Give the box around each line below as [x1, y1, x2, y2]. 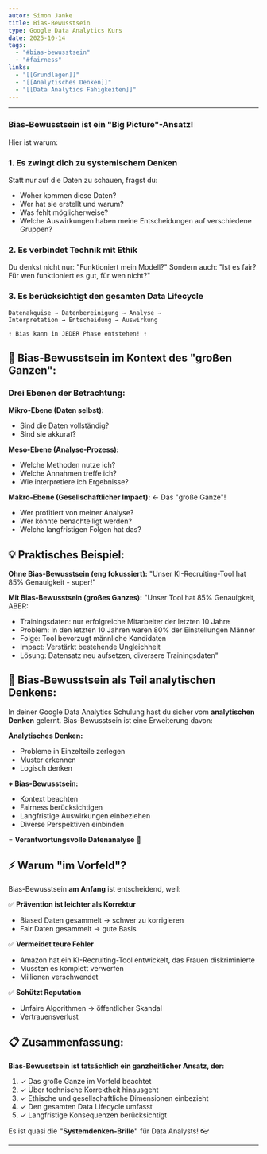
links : [8, 64, 30, 72]
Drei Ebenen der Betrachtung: [8, 387, 126, 398]
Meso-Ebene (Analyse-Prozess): [8, 445, 119, 454]
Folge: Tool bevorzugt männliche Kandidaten [19, 634, 167, 643]
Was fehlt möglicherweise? [19, 208, 109, 217]
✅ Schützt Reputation [8, 987, 82, 997]
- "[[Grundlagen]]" [15, 71, 80, 79]
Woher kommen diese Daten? [19, 190, 117, 200]
